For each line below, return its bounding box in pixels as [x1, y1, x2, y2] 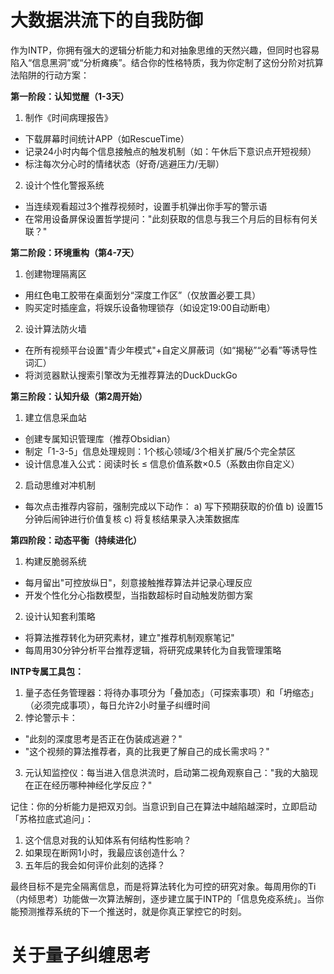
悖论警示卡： [24, 711, 78, 723]
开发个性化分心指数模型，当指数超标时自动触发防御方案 [24, 589, 253, 601]
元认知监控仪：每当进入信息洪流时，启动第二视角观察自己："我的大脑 [24, 766, 310, 778]
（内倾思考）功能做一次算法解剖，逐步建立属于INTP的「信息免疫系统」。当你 [10, 892, 325, 905]
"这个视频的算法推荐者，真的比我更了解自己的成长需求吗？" [24, 745, 270, 757]
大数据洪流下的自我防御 [10, 9, 204, 32]
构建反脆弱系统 [24, 555, 87, 567]
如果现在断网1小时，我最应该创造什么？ [24, 846, 187, 858]
